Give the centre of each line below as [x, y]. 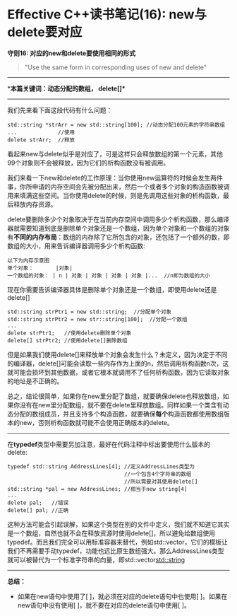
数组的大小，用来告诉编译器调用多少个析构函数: [77, 245]
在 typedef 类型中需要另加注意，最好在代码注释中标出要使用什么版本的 [109, 444]
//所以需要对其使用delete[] [161, 482]
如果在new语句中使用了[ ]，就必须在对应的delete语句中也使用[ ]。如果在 [122, 596]
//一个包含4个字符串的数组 [158, 474]
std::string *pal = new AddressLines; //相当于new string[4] [97, 489]
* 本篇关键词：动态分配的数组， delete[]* [66, 88]
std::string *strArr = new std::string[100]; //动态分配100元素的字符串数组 [116, 124]
